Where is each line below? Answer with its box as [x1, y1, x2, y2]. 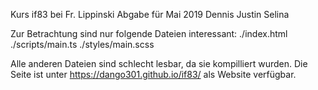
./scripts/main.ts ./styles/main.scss [10, 39, 155, 50]
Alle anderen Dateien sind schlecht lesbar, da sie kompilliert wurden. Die [10, 58, 308, 69]
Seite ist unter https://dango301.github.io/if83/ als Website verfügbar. [10, 69, 297, 80]
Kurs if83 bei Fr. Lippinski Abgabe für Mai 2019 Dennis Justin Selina [10, 9, 290, 20]
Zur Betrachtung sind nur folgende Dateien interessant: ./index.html [10, 28, 288, 39]
